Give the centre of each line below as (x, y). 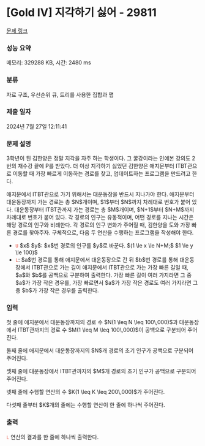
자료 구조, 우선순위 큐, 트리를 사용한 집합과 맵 (60, 94)
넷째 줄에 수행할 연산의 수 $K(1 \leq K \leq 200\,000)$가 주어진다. (86, 392)
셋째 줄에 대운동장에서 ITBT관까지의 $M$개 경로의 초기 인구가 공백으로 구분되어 (101, 371)
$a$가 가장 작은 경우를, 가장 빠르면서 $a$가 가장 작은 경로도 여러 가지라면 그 (106, 283)
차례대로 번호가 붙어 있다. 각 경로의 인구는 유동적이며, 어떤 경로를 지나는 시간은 (100, 217)
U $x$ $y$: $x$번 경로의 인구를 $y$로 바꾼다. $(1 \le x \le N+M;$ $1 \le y (104, 246)
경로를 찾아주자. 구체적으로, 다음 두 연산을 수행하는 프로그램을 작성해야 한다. (103, 233)
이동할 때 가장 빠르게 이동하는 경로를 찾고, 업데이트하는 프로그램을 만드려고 (102, 174)
